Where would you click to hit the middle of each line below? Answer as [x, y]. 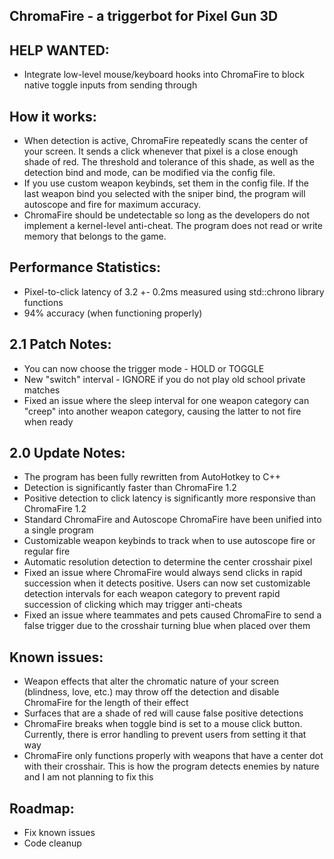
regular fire [47, 551]
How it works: [53, 116]
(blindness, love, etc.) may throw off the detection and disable [151, 692]
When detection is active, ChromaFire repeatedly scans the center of [166, 141]
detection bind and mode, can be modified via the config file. [149, 173]
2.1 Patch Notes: [60, 344]
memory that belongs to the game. [95, 236]
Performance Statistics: [85, 267]
